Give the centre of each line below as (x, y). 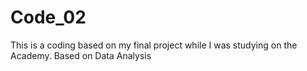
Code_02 (48, 17)
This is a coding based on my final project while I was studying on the (154, 45)
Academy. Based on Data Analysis (81, 55)
